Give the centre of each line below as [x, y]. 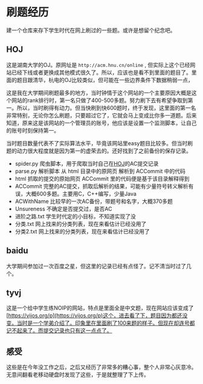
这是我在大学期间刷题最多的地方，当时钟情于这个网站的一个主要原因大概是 [99, 93]
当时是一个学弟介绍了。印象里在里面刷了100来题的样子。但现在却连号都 [106, 323]
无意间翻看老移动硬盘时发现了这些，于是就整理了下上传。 [78, 375]
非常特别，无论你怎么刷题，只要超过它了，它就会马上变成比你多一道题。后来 [101, 115]
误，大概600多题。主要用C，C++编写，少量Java [76, 194]
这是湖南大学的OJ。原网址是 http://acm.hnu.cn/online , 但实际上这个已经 [98, 65]
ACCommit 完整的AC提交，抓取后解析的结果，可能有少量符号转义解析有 [104, 186]
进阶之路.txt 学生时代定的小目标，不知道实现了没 [75, 216]
